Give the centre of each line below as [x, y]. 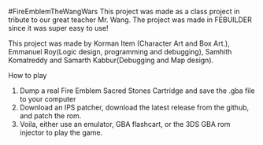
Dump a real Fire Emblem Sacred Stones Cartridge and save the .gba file [137, 91]
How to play [28, 75]
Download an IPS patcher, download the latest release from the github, [134, 107]
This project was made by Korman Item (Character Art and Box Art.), [119, 43]
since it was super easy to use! [58, 28]
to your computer [48, 99]
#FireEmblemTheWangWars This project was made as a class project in [124, 11]
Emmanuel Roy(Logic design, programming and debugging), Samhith [120, 52]
